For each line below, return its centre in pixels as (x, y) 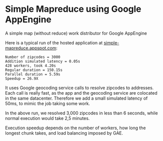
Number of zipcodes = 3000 (33, 57)
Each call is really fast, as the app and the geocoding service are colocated (81, 93)
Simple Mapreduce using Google (73, 9)
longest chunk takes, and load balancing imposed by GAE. (64, 133)
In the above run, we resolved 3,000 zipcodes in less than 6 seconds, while (81, 113)
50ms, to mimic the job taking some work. (48, 103)
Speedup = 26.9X (22, 78)
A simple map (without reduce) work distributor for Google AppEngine (76, 33)
